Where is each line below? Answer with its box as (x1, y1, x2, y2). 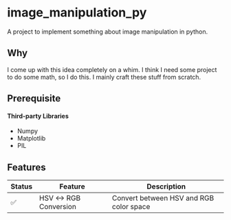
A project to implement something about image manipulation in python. (7, 27, 208, 36)
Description (146, 182, 186, 191)
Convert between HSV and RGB (112, 193, 214, 203)
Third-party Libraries (7, 112, 69, 120)
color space (112, 202, 151, 212)
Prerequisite (7, 93, 61, 104)
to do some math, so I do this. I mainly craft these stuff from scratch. (7, 73, 201, 81)
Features (7, 161, 46, 173)
